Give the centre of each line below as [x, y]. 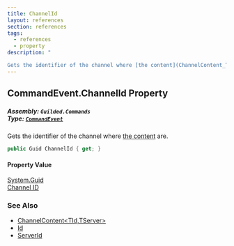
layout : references [36, 20]
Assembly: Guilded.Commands [49, 111]
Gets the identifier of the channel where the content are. [88, 136]
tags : [15, 33]
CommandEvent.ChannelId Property [88, 94]
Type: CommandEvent [35, 118]
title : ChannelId [32, 14]
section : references [37, 26]
